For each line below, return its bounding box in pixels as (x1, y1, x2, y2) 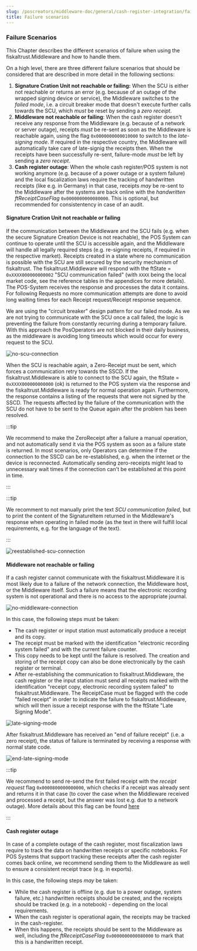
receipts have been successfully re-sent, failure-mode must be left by (14, 151, 184, 158)
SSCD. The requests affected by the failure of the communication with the (6, 399, 185, 406)
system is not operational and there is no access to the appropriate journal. (6, 593, 188, 600)
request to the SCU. (6, 339, 54, 346)
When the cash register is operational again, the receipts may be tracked (14, 913, 191, 920)
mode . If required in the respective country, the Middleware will (33, 138, 187, 145)
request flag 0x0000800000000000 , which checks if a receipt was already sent (6, 784, 190, 791)
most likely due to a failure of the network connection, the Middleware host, (6, 580, 189, 588)
